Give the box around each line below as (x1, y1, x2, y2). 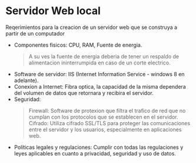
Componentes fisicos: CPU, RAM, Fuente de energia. (14, 41, 142, 48)
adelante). (14, 77, 39, 84)
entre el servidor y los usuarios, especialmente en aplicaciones (28, 126, 182, 133)
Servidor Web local (5, 4, 101, 18)
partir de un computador (5, 30, 65, 37)
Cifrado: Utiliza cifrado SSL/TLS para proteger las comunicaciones (28, 119, 191, 126)
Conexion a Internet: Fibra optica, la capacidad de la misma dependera (14, 83, 186, 90)
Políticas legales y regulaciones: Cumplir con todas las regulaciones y (14, 144, 184, 151)
